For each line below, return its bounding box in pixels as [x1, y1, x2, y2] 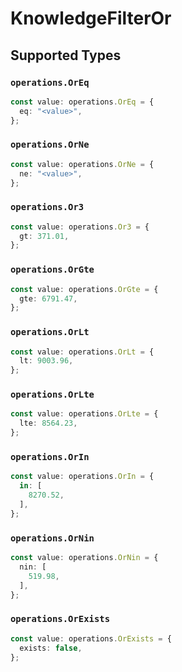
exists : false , [19, 643, 83, 653]
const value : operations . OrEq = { [10, 97, 155, 107]
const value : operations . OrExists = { [10, 633, 172, 644]
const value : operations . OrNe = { [10, 159, 155, 169]
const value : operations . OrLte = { [10, 409, 159, 419]
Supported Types [10, 47, 122, 64]
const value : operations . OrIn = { [10, 472, 155, 482]
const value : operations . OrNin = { [10, 553, 159, 563]
